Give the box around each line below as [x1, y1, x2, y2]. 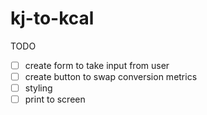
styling [24, 82, 53, 94]
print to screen [24, 93, 86, 106]
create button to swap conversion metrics [24, 71, 198, 82]
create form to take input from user [24, 59, 170, 71]
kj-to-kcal [10, 7, 95, 30]
